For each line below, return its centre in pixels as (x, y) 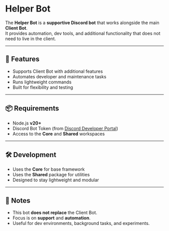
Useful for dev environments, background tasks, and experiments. (81, 223)
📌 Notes (18, 201)
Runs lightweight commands (42, 82)
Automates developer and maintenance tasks (59, 76)
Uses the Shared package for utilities (51, 175)
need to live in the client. (31, 39)
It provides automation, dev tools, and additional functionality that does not (83, 33)
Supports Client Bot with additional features (58, 71)
